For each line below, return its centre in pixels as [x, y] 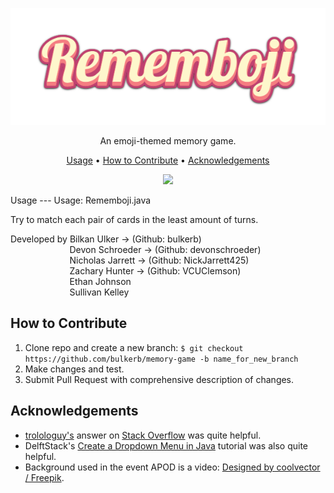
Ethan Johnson [100, 282]
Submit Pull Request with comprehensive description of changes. [159, 379]
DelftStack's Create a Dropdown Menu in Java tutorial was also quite [166, 445]
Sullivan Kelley [99, 292]
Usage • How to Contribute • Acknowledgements [168, 160]
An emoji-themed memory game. [168, 141]
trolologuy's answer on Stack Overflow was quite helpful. [143, 435]
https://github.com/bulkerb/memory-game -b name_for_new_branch [161, 359]
